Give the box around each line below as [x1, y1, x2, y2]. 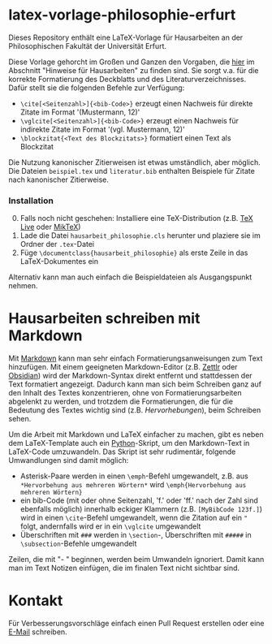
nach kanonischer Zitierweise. [8, 175, 110, 184]
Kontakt [8, 591, 63, 610]
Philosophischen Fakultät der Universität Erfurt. [8, 41, 167, 50]
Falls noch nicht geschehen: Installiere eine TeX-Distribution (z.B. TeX [19, 214, 253, 223]
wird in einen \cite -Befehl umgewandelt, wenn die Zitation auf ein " [19, 513, 248, 523]
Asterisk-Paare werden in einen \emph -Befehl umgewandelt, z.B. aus [19, 471, 249, 481]
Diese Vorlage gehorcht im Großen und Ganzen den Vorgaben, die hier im [8, 57, 255, 67]
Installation [8, 195, 54, 206]
